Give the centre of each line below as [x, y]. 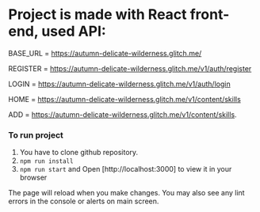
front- [210, 15]
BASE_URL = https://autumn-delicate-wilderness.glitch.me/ [105, 53]
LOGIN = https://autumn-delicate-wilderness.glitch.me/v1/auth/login [120, 84]
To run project [36, 134]
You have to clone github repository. [79, 153]
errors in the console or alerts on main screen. [84, 201]
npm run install [46, 161]
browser [33, 178]
